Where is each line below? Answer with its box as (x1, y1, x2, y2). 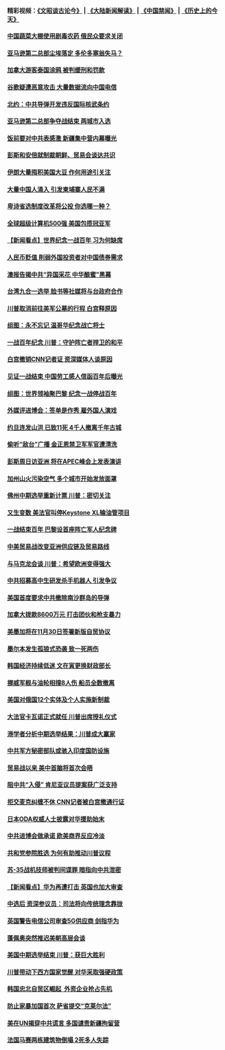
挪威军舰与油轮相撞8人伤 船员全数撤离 (7, 678, 115, 687)
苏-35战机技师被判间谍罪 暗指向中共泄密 (7, 866, 121, 874)
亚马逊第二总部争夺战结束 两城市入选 (7, 117, 111, 125)
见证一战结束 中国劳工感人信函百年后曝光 (7, 372, 123, 381)
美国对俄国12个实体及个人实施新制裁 (7, 695, 110, 704)
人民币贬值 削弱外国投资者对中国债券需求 (7, 253, 123, 261)
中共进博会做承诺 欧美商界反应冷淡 (7, 832, 105, 840)
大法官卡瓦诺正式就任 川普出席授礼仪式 (7, 712, 117, 721)
